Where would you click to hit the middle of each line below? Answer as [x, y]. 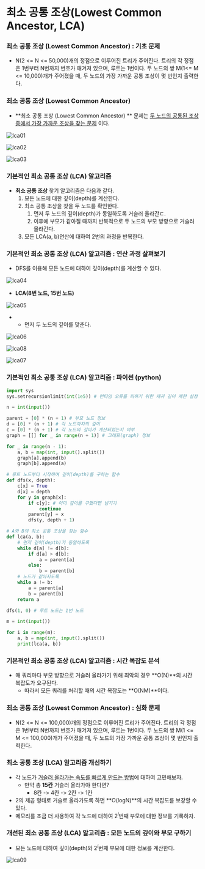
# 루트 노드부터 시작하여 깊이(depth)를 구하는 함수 [63, 475]
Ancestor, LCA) [46, 26]
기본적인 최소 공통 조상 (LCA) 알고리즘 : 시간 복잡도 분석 [83, 660]
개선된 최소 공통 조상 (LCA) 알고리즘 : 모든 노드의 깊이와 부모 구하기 [99, 833]
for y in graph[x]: [42, 497]
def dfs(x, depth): [31, 480]
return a [28, 599]
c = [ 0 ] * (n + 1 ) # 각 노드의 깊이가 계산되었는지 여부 [71, 430]
